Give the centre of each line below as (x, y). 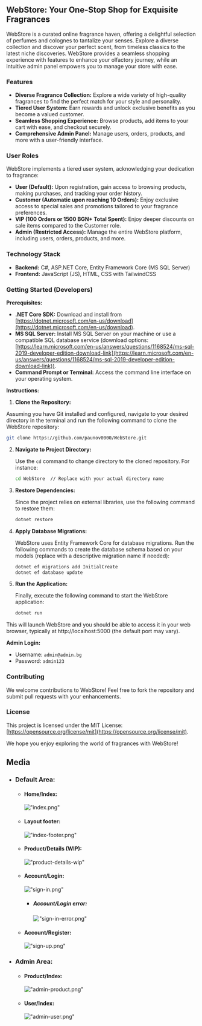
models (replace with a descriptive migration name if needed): (92, 556)
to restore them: (35, 508)
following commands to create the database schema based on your (99, 549)
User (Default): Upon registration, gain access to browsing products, (101, 187)
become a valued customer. (49, 114)
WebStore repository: (33, 427)
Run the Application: (41, 584)
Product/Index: (43, 976)
